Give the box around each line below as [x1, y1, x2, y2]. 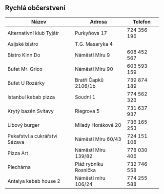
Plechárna [7, 163, 31, 170]
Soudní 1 [75, 94, 96, 100]
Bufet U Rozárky [7, 79, 45, 86]
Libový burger [7, 121, 40, 128]
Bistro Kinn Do [7, 51, 41, 58]
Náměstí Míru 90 [75, 65, 113, 72]
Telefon [132, 18, 151, 25]
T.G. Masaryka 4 [75, 40, 113, 47]
